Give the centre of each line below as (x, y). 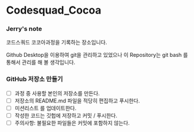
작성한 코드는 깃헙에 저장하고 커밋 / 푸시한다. (66, 115)
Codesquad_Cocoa (54, 10)
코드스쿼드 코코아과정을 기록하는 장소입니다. (57, 43)
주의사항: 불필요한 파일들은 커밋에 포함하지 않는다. (72, 123)
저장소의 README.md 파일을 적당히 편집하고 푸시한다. (77, 101)
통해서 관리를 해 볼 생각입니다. (41, 62)
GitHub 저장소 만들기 (34, 79)
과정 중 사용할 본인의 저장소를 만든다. (57, 93)
